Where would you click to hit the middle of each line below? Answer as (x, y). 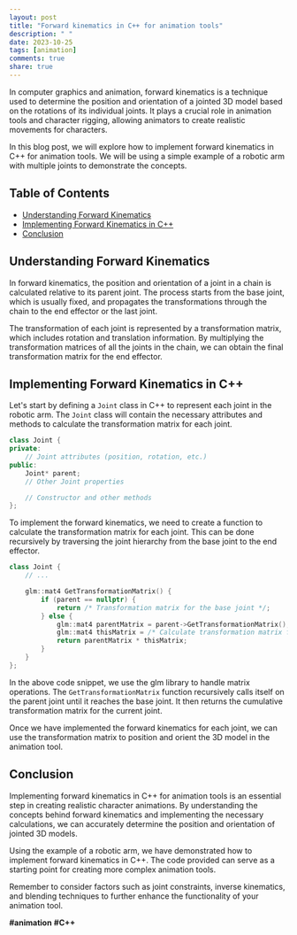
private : (25, 449)
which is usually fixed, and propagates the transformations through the (138, 301)
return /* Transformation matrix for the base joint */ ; (164, 607)
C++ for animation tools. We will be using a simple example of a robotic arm (147, 156)
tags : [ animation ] (43, 50)
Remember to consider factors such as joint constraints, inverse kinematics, (147, 886)
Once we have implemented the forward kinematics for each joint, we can (144, 728)
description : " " (41, 34)
